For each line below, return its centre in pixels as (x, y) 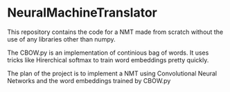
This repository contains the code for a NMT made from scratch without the (115, 32)
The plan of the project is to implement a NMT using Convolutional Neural (112, 73)
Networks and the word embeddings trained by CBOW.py (89, 80)
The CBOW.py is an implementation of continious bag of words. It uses (108, 53)
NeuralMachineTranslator (82, 13)
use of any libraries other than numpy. (61, 39)
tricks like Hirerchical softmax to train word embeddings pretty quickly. (108, 59)
